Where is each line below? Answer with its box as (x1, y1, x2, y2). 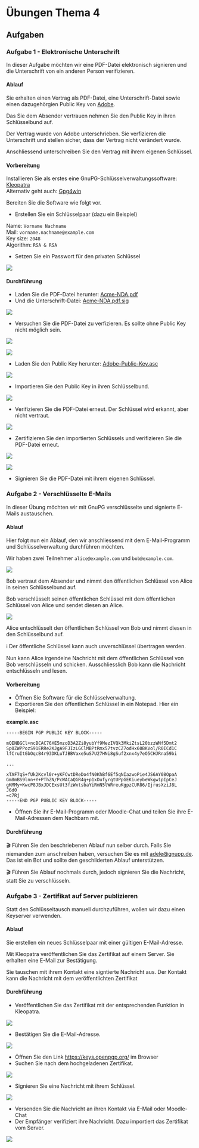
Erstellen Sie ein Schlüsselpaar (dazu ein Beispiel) (14, 211, 138, 218)
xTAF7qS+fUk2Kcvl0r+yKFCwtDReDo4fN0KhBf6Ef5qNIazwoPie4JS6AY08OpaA (6, 772, 178, 778)
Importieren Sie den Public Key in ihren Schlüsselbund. (14, 383, 150, 390)
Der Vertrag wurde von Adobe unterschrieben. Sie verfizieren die (6, 130, 166, 137)
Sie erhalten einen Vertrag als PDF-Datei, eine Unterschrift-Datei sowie (6, 94, 181, 101)
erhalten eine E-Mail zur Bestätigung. (6, 957, 98, 964)
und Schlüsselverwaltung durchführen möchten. (6, 543, 125, 550)
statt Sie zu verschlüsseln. (6, 877, 71, 884)
